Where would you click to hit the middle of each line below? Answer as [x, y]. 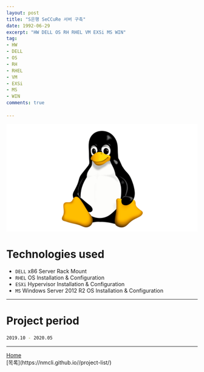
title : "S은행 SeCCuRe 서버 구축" [46, 19]
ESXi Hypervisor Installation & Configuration [70, 284]
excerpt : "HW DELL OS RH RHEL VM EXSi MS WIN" [66, 32]
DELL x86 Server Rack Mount [51, 272]
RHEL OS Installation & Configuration [60, 278]
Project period [43, 321]
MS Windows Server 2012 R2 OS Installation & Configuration [89, 291]
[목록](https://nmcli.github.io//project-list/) [59, 363]
